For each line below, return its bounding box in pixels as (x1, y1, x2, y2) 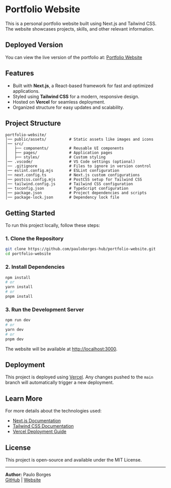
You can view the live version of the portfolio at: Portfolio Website (5, 54, 142, 60)
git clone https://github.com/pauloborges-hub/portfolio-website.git (5, 246, 156, 252)
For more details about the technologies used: (5, 408, 102, 414)
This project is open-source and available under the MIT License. (5, 457, 142, 463)
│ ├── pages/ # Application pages (5, 150, 113, 156)
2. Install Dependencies (5, 264, 65, 271)
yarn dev (5, 327, 24, 332)
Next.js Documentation (12, 418, 61, 424)
